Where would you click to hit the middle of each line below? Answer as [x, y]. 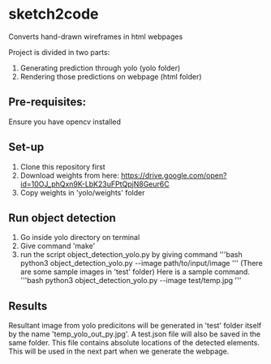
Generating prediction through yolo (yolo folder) [100, 68]
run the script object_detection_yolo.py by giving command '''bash [131, 255]
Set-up [26, 147]
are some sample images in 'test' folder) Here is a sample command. [135, 272]
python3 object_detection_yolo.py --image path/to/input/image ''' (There [142, 263]
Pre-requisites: [47, 102]
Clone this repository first [62, 166]
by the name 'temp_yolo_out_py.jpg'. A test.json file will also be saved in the [135, 334]
